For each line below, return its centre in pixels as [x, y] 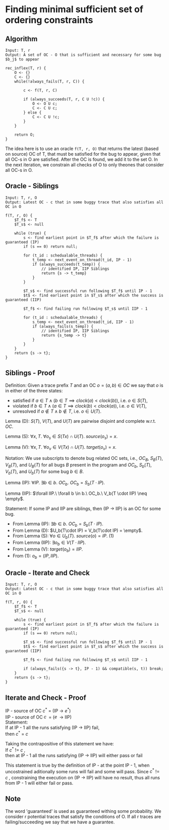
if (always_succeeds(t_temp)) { [66, 264]
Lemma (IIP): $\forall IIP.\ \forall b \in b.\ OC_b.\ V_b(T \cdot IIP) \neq [76, 493]
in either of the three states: [34, 390]
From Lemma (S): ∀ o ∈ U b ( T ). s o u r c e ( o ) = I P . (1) [63, 536]
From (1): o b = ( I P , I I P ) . [36, 556]
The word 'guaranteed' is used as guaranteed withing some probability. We [83, 811]
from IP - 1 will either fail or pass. [39, 783]
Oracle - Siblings [32, 186]
